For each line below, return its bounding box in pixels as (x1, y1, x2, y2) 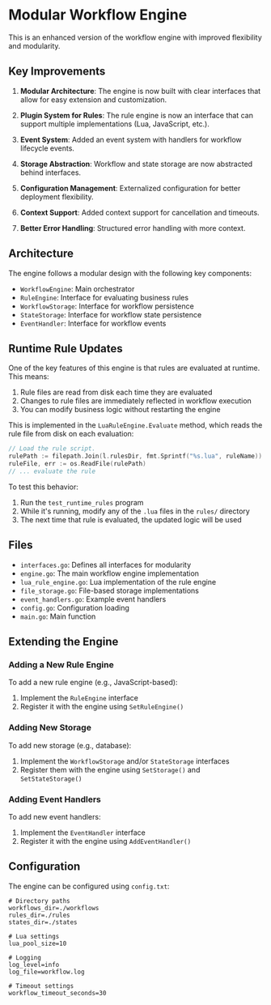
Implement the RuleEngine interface (19, 693, 139, 703)
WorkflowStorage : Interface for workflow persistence (19, 301, 194, 311)
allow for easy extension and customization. (19, 95, 167, 104)
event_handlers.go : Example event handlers (19, 594, 167, 604)
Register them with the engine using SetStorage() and (19, 764, 201, 774)
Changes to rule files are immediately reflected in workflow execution (19, 396, 252, 406)
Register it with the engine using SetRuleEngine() (19, 702, 184, 712)
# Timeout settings (8, 982, 74, 990)
